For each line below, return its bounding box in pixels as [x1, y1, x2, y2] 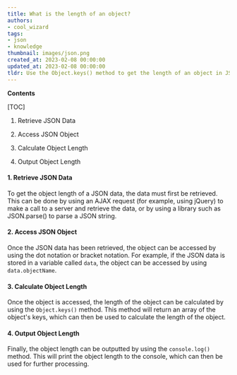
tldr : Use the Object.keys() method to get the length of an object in [7, 69, 222, 76]
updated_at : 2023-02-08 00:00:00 [7, 63, 106, 70]
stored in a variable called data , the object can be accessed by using [7, 258, 207, 267]
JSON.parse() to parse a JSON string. [7, 211, 117, 220]
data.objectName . [7, 266, 57, 274]
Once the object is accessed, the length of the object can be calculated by [7, 298, 224, 306]
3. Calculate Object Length [7, 282, 87, 290]
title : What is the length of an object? [7, 10, 131, 18]
